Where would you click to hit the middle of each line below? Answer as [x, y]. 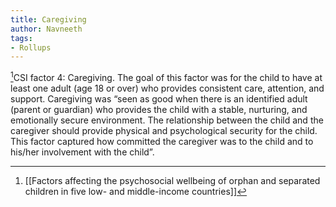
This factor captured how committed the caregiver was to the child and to [162, 141]
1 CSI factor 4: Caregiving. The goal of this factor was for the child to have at [166, 76]
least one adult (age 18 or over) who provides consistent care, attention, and [167, 88]
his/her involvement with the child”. [82, 152]
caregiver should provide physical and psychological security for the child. [164, 130]
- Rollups [31, 47]
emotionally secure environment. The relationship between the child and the [167, 120]
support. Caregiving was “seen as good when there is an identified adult [159, 98]
